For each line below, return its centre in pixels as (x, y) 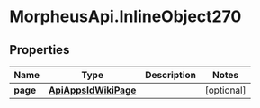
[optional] (225, 90)
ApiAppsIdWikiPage (92, 90)
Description (170, 75)
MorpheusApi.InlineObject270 (126, 17)
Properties (40, 50)
